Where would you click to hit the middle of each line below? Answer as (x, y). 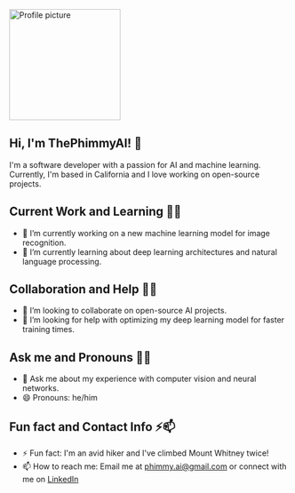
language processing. (62, 261)
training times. (48, 330)
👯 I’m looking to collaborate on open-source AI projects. (124, 311)
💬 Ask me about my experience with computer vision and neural (139, 379)
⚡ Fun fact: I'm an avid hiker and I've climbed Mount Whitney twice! (145, 453)
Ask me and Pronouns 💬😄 (80, 358)
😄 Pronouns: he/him (60, 398)
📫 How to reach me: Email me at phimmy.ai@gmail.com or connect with (154, 466)
